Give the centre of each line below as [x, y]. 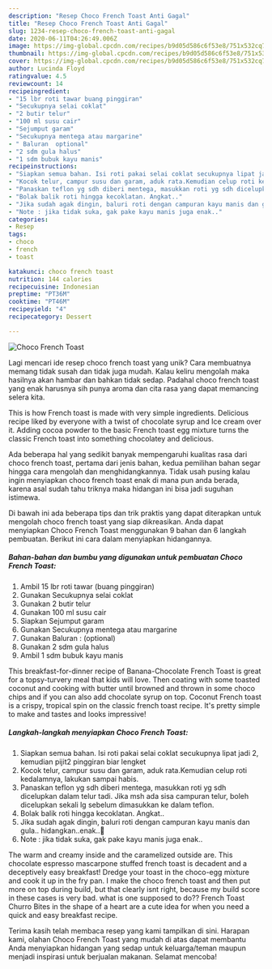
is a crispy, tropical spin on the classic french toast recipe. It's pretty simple [134, 705]
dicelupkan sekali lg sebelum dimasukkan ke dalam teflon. [117, 805]
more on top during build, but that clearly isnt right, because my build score [134, 889]
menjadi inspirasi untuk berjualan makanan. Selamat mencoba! [113, 956]
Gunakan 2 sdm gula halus [64, 647]
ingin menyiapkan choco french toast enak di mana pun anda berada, [124, 480]
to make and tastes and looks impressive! [78, 714]
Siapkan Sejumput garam [62, 621]
